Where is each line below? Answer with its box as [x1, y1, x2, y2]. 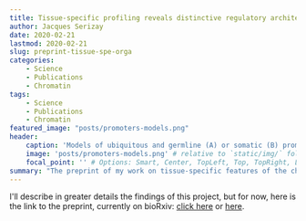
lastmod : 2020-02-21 [9, 38, 88, 48]
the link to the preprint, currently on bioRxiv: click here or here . [9, 201, 245, 212]
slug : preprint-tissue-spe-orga [9, 47, 132, 57]
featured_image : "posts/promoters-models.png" [9, 124, 189, 133]
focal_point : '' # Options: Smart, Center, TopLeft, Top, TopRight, [25, 157, 291, 167]
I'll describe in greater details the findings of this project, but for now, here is [9, 191, 296, 202]
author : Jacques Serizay [9, 22, 104, 31]
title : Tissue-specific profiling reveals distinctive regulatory [9, 13, 267, 23]
